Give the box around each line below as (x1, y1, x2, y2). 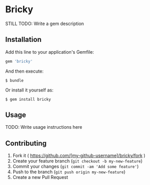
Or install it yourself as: (5, 87, 53, 93)
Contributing (5, 139, 47, 148)
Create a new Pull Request (12, 174, 69, 180)
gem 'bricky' (5, 59, 33, 64)
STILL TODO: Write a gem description (5, 20, 84, 27)
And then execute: (5, 68, 44, 74)
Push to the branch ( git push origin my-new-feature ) (12, 169, 126, 175)
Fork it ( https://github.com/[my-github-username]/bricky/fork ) (12, 152, 146, 159)
